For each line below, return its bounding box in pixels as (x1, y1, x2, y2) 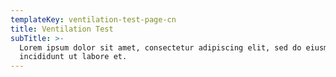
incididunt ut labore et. (19, 52, 128, 62)
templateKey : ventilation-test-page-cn (10, 14, 177, 25)
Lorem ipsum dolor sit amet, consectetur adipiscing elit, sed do (19, 42, 302, 53)
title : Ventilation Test (10, 24, 114, 34)
